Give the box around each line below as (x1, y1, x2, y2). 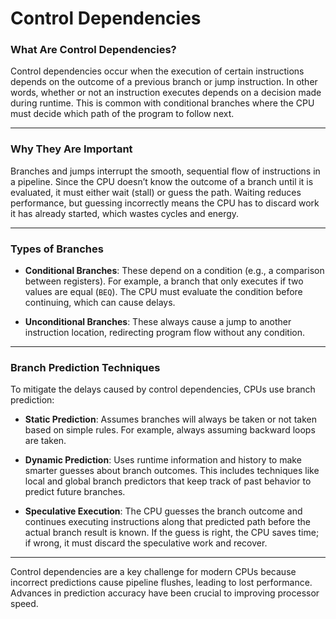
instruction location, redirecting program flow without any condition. (24, 327, 306, 339)
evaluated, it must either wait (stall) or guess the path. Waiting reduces (10, 186, 302, 198)
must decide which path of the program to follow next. (10, 108, 235, 120)
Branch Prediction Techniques (10, 361, 161, 374)
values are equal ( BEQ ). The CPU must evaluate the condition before (24, 286, 303, 298)
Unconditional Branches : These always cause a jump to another (24, 316, 292, 328)
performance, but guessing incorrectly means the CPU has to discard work (10, 197, 320, 209)
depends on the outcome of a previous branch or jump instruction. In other (10, 76, 318, 88)
